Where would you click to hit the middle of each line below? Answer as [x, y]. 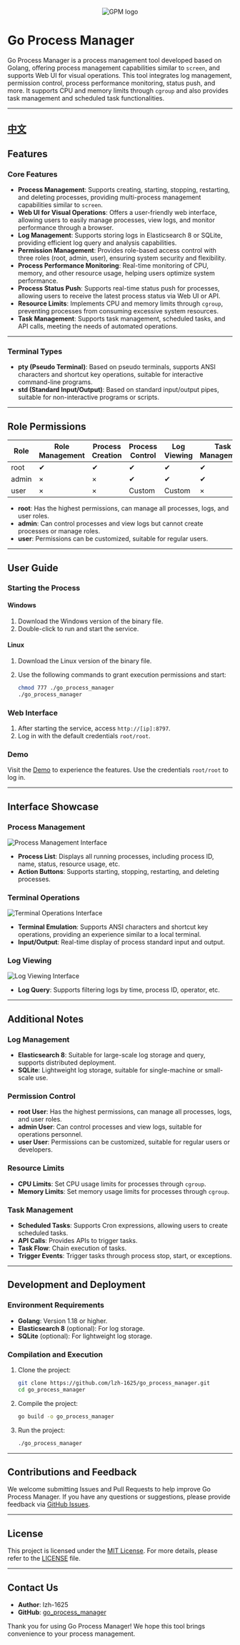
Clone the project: [44, 1370]
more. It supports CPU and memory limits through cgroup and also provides [118, 90]
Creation [107, 456]
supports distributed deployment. [67, 1062]
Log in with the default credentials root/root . [84, 735]
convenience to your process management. [71, 1634]
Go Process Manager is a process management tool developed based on [115, 60]
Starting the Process [44, 588]
